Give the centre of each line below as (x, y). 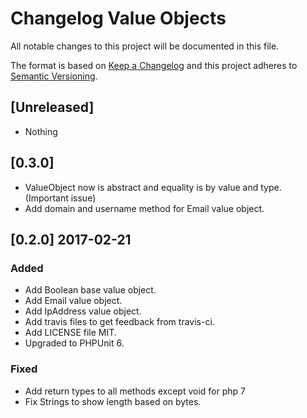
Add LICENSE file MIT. (70, 333)
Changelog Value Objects (118, 18)
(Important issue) (60, 198)
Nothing (41, 131)
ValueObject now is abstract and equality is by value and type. (153, 187)
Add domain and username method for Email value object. (144, 208)
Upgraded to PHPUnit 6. (74, 343)
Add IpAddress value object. (83, 311)
